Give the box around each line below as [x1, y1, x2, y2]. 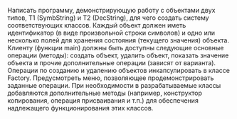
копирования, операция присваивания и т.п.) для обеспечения [7, 96, 199, 105]
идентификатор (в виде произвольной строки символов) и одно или [7, 28, 216, 37]
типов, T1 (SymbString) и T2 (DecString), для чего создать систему [7, 13, 209, 22]
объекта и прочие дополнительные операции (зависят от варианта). [7, 59, 216, 67]
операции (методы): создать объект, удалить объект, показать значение [7, 51, 229, 59]
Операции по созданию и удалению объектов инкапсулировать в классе [7, 67, 230, 74]
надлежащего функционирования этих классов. [7, 104, 154, 112]
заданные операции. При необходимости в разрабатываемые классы [7, 81, 221, 89]
